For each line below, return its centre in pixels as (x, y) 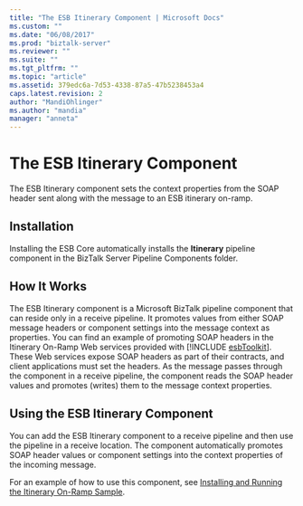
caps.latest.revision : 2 (56, 93)
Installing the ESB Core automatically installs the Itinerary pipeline (133, 248)
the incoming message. (53, 464)
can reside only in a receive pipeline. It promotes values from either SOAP (147, 318)
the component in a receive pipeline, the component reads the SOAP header (151, 376)
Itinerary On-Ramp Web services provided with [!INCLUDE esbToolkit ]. (141, 347)
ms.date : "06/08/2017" (52, 34)
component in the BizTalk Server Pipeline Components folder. (123, 258)
